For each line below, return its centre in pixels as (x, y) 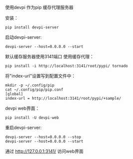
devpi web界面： (22, 108)
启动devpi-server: (23, 37)
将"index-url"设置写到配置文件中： (41, 76)
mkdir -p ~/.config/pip (30, 85)
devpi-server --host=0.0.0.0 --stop (43, 137)
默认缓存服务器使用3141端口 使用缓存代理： (50, 57)
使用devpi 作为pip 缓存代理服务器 (39, 7)
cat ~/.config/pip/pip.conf (34, 90)
